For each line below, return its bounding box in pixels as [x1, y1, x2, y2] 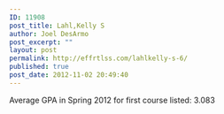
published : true [9, 63, 69, 72]
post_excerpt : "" [9, 37, 73, 47]
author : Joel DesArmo [9, 29, 89, 38]
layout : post [9, 46, 58, 55]
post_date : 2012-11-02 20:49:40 [9, 71, 128, 80]
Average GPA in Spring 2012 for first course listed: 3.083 [9, 95, 215, 105]
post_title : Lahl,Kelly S [9, 21, 104, 30]
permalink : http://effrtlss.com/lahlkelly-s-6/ [9, 54, 189, 63]
